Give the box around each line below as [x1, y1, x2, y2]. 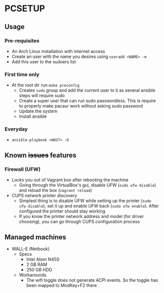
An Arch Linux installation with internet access [11, 48, 105, 54]
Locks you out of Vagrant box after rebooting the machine [11, 177, 129, 183]
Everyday [4, 126, 28, 133]
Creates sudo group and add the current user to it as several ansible [19, 87, 156, 93]
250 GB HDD [26, 266, 52, 272]
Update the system [19, 108, 58, 114]
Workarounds [19, 272, 47, 278]
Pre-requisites [4, 37, 40, 44]
